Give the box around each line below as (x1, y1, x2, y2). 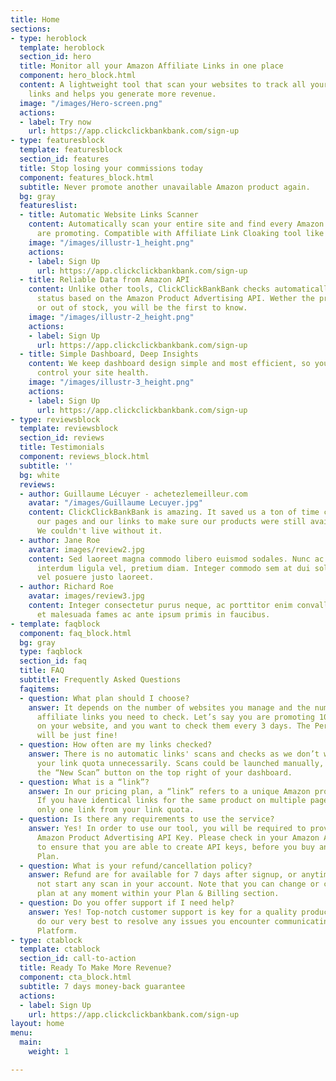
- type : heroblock (10, 33, 87, 43)
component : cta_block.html (19, 972, 132, 982)
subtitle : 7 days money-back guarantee (19, 981, 186, 991)
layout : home (10, 1019, 65, 1029)
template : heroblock (19, 42, 105, 53)
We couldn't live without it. (36, 526, 163, 536)
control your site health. (36, 368, 150, 378)
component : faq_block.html (19, 628, 132, 638)
